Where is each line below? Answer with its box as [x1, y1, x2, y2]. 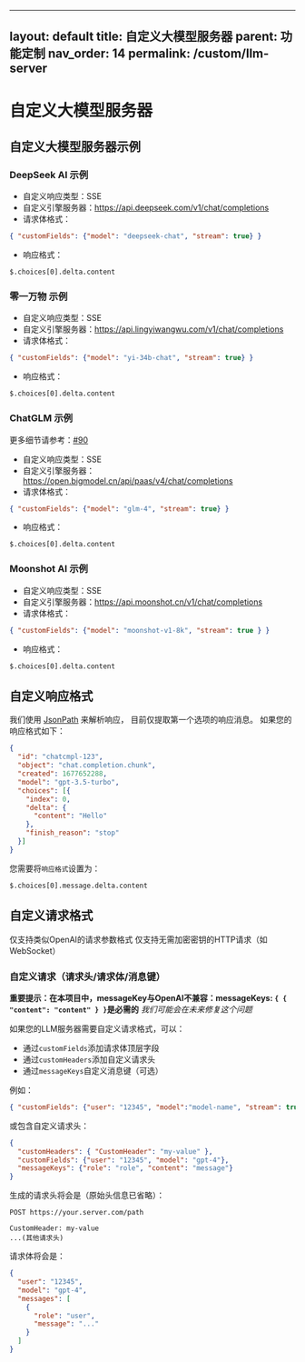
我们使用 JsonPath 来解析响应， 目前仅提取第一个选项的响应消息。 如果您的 [9, 715, 292, 726]
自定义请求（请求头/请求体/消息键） [9, 970, 166, 983]
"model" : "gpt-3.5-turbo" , [17, 777, 120, 786]
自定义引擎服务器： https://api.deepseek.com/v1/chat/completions [22, 202, 270, 214]
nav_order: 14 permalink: [47, 46, 191, 62]
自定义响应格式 [9, 688, 93, 705]
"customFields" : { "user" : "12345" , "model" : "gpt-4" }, [17, 1156, 230, 1165]
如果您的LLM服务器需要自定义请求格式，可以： [9, 1023, 185, 1034]
